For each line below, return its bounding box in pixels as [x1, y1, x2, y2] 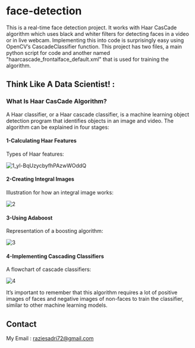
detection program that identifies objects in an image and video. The [6, 117, 174, 124]
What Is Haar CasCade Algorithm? [6, 97, 107, 106]
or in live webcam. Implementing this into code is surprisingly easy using [6, 36, 184, 44]
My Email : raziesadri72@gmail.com [6, 335, 94, 342]
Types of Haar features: [6, 150, 64, 158]
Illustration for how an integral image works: [6, 189, 114, 196]
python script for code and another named [6, 49, 111, 56]
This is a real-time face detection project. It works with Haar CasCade [6, 24, 177, 31]
